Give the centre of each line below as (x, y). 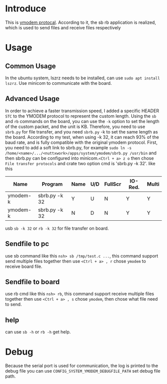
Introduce (26, 9)
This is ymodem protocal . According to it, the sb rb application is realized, (81, 22)
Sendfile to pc (27, 244)
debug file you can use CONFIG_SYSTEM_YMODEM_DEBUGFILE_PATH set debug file (83, 371)
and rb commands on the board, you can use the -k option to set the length (83, 121)
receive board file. (24, 266)
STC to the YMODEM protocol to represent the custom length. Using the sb (81, 116)
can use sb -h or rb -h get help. (38, 332)
